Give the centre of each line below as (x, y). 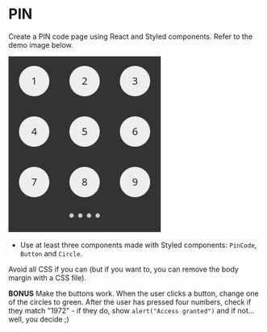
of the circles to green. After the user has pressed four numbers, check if (130, 302)
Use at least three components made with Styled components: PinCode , (138, 245)
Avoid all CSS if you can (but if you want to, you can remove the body (124, 269)
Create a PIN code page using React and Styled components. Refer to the (131, 36)
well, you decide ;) (39, 319)
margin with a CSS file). (48, 277)
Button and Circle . (51, 253)
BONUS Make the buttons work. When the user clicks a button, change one (134, 293)
